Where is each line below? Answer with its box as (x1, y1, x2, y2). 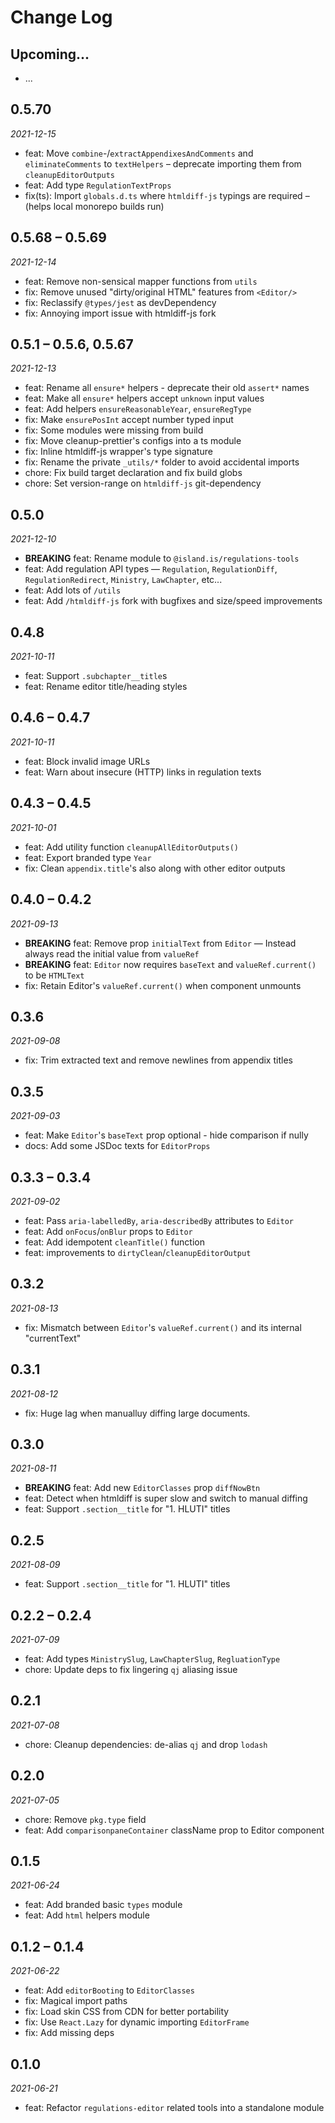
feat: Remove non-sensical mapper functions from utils (24, 275, 258, 287)
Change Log (10, 6, 113, 29)
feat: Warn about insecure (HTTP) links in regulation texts (24, 766, 262, 778)
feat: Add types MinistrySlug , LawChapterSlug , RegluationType (24, 1653, 281, 1665)
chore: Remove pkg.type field (24, 1813, 147, 1825)
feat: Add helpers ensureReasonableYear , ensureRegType (24, 403, 252, 415)
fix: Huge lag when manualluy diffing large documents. (24, 1407, 251, 1419)
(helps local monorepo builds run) (24, 200, 165, 212)
